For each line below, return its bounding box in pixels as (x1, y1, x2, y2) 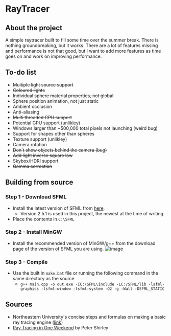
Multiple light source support (12, 81, 74, 87)
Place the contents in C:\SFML (12, 216, 75, 222)
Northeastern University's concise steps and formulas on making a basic (12, 313, 166, 320)
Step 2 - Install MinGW (5, 229, 62, 236)
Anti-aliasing (12, 108, 40, 115)
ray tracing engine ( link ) (12, 319, 63, 325)
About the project (5, 24, 63, 32)
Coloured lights (12, 87, 45, 93)
